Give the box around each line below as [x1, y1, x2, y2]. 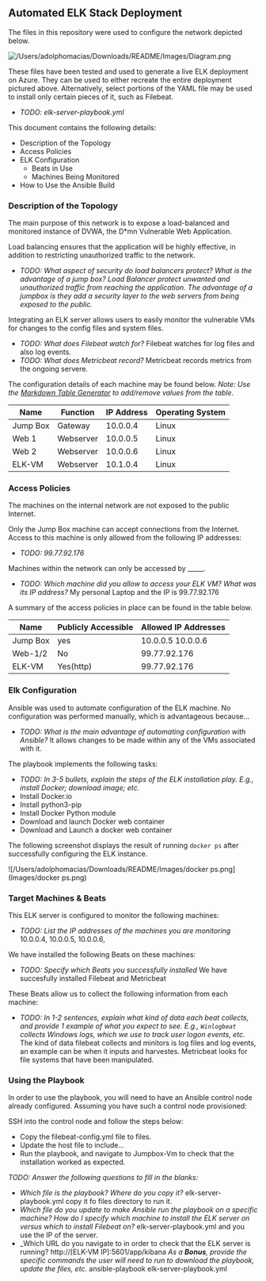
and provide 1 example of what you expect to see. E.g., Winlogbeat [19, 1021, 237, 1031]
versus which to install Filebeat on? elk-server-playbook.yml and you [19, 1222, 245, 1232]
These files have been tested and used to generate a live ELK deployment [8, 67, 249, 76]
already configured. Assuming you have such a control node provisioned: [8, 1102, 247, 1111]
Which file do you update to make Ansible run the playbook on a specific [19, 1205, 258, 1214]
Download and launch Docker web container [19, 816, 165, 826]
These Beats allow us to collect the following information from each [8, 989, 228, 998]
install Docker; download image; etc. [19, 782, 140, 793]
